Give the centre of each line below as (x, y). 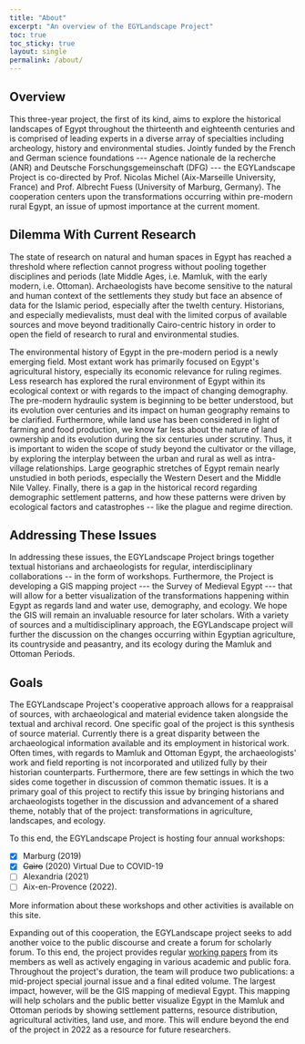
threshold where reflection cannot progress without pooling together (138, 266)
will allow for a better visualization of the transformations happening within (149, 596)
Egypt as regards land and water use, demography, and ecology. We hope (148, 606)
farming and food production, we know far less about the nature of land (143, 429)
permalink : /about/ (46, 60)
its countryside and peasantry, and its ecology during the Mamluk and (141, 644)
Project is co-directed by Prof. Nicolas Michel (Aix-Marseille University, (142, 177)
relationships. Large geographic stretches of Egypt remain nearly (158, 468)
